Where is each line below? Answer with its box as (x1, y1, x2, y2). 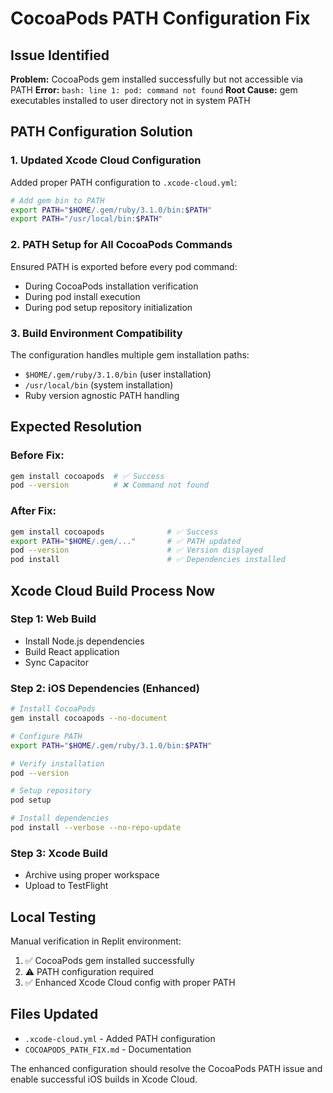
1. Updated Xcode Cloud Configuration (10, 153, 202, 167)
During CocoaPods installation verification (24, 280, 199, 292)
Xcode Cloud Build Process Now (10, 582, 216, 599)
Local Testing (10, 908, 97, 926)
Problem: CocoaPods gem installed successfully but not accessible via (10, 73, 304, 85)
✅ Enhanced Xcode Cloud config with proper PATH (24, 976, 236, 988)
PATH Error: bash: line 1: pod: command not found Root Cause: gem (10, 84, 298, 96)
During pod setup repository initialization (24, 301, 193, 313)
